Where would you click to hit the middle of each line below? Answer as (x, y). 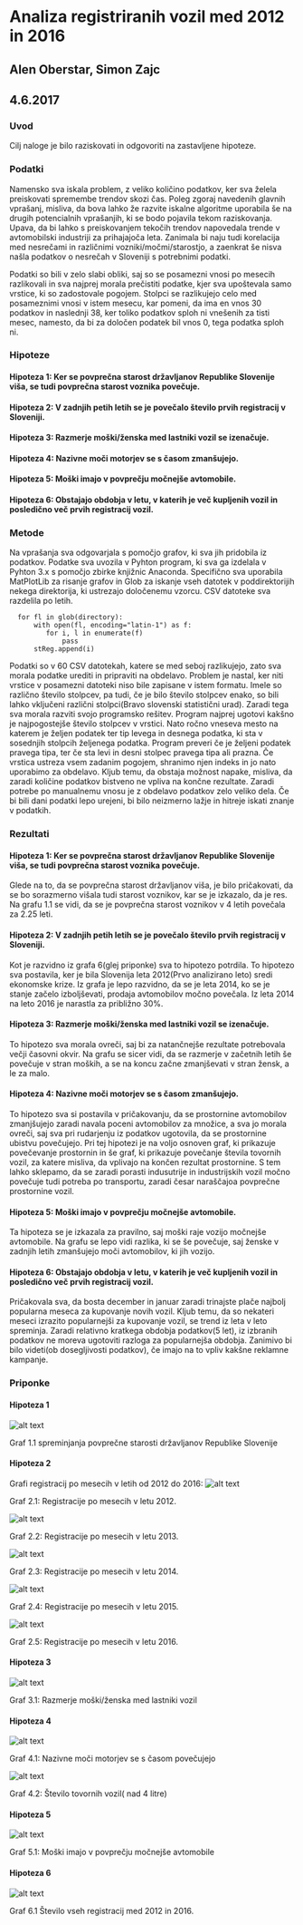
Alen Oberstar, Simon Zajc (85, 69)
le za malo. (29, 1073)
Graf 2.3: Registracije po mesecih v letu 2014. (94, 1571)
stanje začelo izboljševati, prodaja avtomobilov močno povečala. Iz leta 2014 (152, 994)
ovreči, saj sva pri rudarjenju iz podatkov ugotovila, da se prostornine (138, 1133)
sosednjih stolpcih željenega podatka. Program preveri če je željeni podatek (150, 743)
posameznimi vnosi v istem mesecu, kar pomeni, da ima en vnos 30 (136, 303)
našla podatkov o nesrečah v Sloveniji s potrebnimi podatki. (120, 257)
